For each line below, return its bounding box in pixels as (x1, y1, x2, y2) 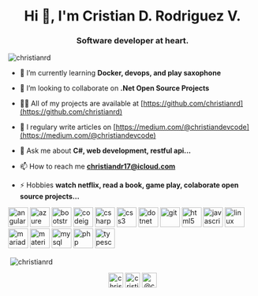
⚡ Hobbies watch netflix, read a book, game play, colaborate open (19, 180, 239, 190)
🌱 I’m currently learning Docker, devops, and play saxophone (19, 68, 221, 78)
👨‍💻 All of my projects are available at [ (19, 98, 144, 109)
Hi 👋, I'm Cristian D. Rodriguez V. (24, 7, 241, 25)
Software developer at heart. (76, 35, 189, 46)
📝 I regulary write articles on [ (19, 122, 116, 132)
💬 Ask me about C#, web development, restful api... (19, 146, 192, 156)
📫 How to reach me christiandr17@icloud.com (19, 161, 176, 172)
